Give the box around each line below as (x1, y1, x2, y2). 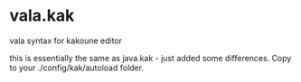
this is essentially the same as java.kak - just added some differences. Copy (9, 52, 292, 63)
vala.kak (9, 5, 75, 26)
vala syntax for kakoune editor (9, 35, 123, 46)
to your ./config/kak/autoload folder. (9, 62, 145, 73)
